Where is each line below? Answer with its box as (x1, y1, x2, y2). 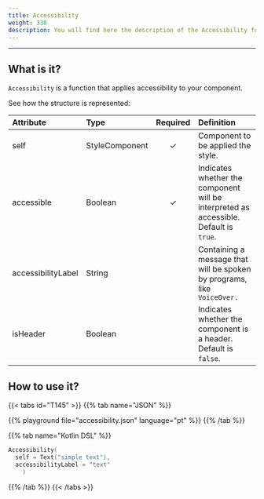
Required (156, 117, 191, 128)
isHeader (12, 329, 46, 340)
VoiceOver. (197, 293, 239, 302)
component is (197, 323, 249, 334)
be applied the (197, 140, 251, 151)
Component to (197, 130, 251, 141)
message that (197, 254, 249, 265)
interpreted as (197, 202, 250, 213)
